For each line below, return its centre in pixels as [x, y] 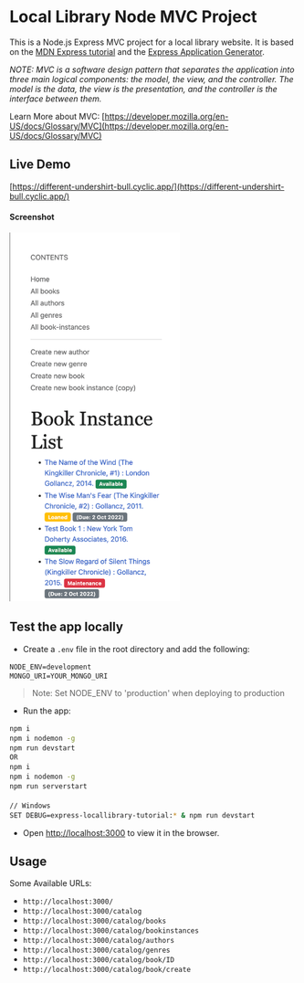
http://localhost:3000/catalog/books [94, 921]
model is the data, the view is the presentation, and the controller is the [144, 89]
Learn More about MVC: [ [57, 116]
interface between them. [56, 99]
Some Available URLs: [51, 883]
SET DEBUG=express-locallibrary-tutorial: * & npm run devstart [132, 815]
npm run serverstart [49, 787]
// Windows [30, 806]
